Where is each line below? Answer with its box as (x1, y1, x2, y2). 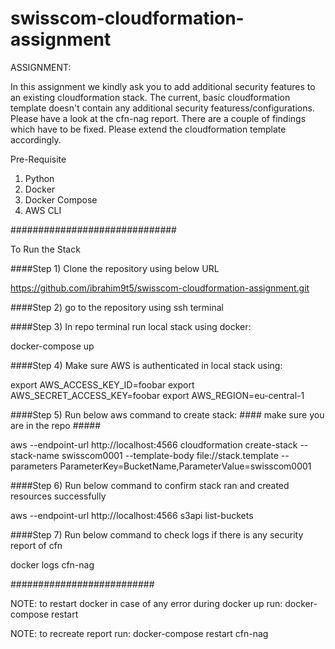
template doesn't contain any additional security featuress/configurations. (10, 102, 315, 114)
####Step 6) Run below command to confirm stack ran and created (10, 479, 290, 491)
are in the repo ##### (10, 419, 101, 431)
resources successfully (10, 490, 107, 502)
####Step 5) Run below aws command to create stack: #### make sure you (10, 408, 325, 421)
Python (24, 172, 55, 184)
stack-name (10, 449, 60, 461)
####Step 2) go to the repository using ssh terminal (10, 301, 224, 313)
